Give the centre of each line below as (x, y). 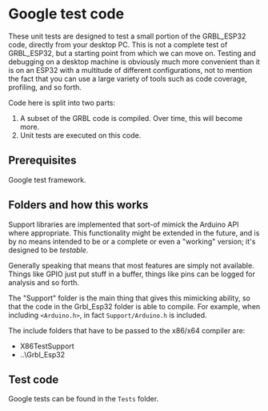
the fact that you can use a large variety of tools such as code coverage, (128, 79)
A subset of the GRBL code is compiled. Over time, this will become (131, 118)
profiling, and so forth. (45, 87)
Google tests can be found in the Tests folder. (84, 399)
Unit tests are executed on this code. (80, 135)
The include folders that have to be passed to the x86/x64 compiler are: (127, 330)
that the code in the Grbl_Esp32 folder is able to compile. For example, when (134, 306)
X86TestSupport (47, 346)
